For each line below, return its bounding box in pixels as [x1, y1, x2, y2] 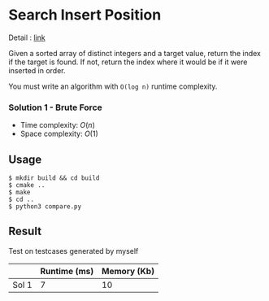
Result [8, 225, 42, 238]
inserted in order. [8, 65, 67, 75]
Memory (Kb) [101, 265, 155, 277]
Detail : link [8, 33, 46, 42]
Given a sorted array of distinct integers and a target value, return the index [8, 48, 262, 58]
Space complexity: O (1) [20, 129, 99, 139]
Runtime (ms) [40, 265, 94, 277]
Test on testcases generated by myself [8, 246, 139, 255]
